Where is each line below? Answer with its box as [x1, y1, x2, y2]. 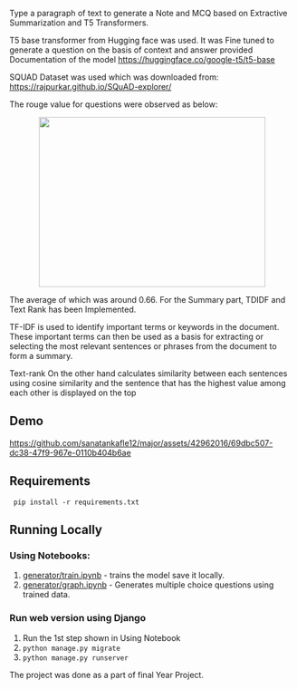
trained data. [22, 589, 71, 600]
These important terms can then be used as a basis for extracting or [9, 331, 264, 342]
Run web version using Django [9, 612, 147, 625]
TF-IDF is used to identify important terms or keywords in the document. [9, 322, 280, 332]
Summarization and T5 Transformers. [9, 17, 149, 28]
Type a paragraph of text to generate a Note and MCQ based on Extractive [9, 8, 288, 18]
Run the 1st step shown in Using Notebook [22, 632, 181, 643]
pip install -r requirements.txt [13, 498, 140, 507]
